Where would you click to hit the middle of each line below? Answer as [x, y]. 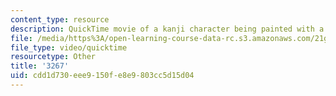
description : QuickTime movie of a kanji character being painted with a [167, 29]
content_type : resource [60, 19]
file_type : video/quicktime [69, 47]
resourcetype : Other [53, 57]
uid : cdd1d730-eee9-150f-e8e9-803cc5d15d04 [102, 76]
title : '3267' [40, 66]
